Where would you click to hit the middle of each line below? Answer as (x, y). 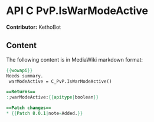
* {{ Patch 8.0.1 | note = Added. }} (45, 113)
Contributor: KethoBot (34, 27)
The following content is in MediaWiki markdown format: (75, 59)
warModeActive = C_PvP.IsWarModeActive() (60, 81)
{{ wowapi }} (19, 70)
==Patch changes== (29, 108)
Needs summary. (25, 76)
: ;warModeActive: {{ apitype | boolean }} (53, 97)
